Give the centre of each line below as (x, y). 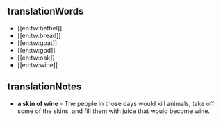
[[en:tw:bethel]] (40, 28)
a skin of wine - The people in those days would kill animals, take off (116, 103)
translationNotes (44, 87)
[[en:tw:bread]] (39, 35)
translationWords (46, 11)
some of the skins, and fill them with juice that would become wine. (114, 111)
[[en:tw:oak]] (36, 58)
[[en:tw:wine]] (37, 64)
